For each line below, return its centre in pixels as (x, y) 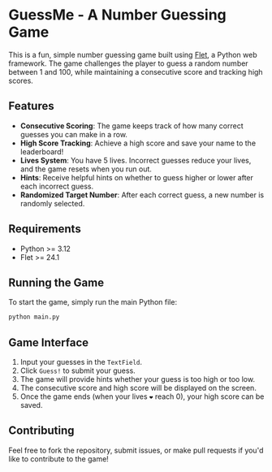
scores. (21, 80)
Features (31, 106)
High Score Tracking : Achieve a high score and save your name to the (138, 143)
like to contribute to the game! (59, 459)
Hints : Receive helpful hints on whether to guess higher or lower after (137, 177)
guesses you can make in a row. (74, 134)
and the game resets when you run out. (86, 169)
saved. (31, 405)
